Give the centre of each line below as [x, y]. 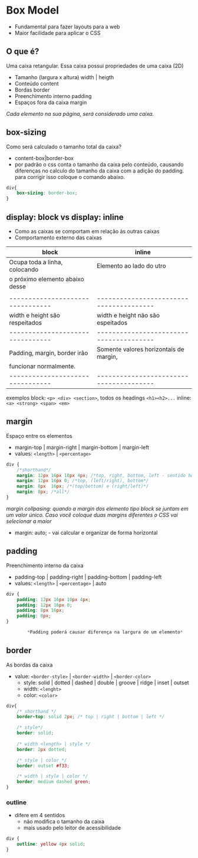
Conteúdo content [37, 83]
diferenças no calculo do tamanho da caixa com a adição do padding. [99, 170]
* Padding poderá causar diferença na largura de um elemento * [105, 632]
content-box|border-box [44, 158]
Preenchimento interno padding [53, 96]
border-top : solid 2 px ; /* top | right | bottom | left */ [91, 717]
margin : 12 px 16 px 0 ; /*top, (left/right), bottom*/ [83, 481]
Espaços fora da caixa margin [51, 102]
